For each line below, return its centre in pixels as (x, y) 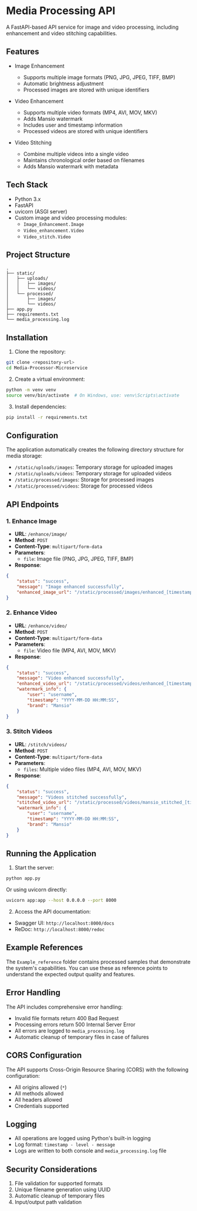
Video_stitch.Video (47, 237)
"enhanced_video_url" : (44, 684)
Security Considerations (52, 1169)
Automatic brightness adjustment (63, 83)
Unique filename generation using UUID (62, 1190)
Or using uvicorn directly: (37, 889)
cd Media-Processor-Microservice (47, 368)
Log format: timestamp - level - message (65, 1145)
